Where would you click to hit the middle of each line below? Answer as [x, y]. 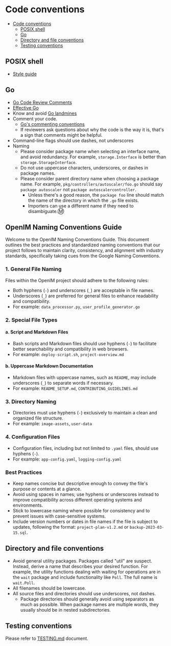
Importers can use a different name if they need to [81, 205]
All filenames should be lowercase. [49, 588]
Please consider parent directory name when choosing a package [90, 178]
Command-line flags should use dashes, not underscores [73, 140]
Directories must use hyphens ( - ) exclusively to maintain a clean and [85, 413]
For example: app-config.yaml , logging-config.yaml [67, 459]
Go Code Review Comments [42, 102]
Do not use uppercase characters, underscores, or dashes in [84, 168]
